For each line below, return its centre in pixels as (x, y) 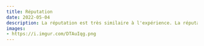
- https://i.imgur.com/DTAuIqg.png (51, 34)
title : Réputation (29, 12)
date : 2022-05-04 (28, 17)
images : (16, 28)
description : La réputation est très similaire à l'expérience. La (93, 23)
